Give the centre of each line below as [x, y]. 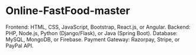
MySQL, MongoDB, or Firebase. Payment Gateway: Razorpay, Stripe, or [93, 39]
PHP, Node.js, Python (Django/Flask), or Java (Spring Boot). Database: [92, 33]
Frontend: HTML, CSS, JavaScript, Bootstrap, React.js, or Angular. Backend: [98, 27]
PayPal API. [20, 46]
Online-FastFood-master [68, 11]
